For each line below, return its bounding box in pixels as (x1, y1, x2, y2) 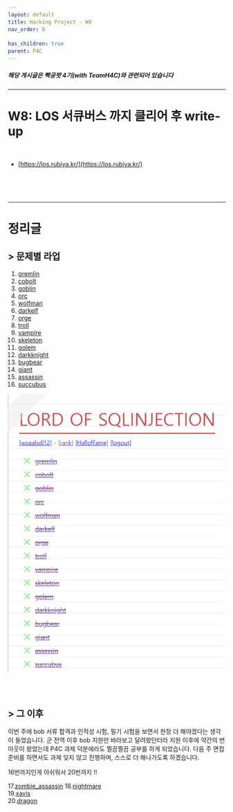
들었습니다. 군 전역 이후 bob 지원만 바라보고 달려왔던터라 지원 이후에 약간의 (15, 736, 218, 745)
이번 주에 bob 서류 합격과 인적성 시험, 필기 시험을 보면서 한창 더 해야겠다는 (8, 727, 209, 736)
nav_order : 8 (8, 26, 46, 33)
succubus (17, 380, 46, 388)
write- (184, 108, 221, 124)
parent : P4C (8, 48, 42, 55)
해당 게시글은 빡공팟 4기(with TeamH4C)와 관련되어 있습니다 (8, 71, 174, 79)
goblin (17, 284, 37, 293)
